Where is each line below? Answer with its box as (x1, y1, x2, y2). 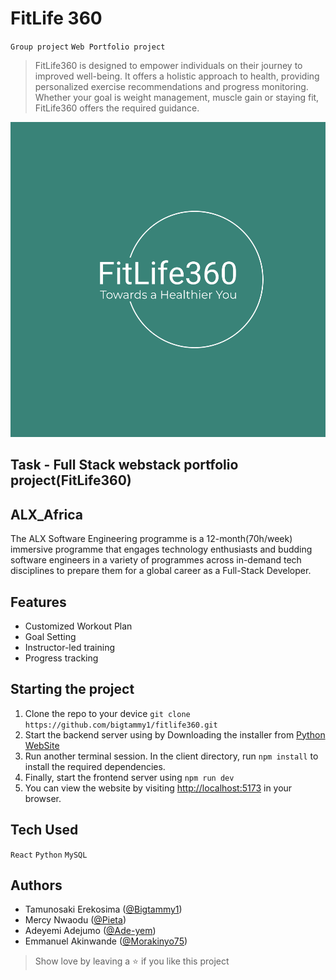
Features (10, 593, 67, 611)
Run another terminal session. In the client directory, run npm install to (24, 750, 319, 762)
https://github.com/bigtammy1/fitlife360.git (24, 720, 218, 730)
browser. (24, 792, 62, 804)
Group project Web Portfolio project (10, 42, 166, 52)
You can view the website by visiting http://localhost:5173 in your (24, 782, 293, 794)
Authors (10, 877, 63, 894)
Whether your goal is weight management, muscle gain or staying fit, (34, 91, 320, 103)
